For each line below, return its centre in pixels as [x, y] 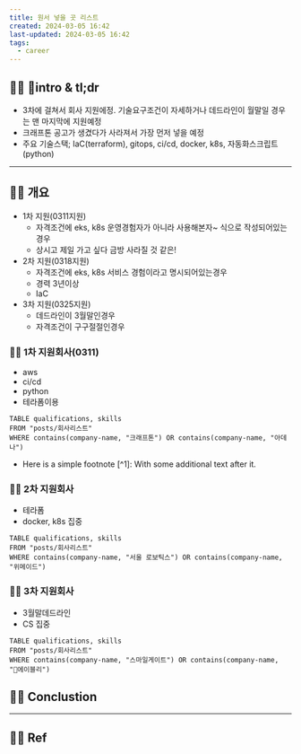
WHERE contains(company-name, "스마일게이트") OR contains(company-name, [144, 660]
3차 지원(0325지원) [56, 304]
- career [34, 51]
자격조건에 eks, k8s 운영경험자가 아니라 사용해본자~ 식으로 [138, 227]
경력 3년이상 [57, 283]
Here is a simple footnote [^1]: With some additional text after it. [139, 464]
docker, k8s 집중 [52, 522]
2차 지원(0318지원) [56, 260]
